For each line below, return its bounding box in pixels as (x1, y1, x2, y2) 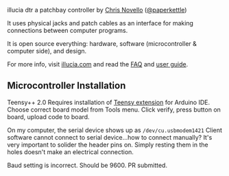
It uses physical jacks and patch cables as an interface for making (7, 19, 194, 27)
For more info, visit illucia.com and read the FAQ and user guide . (7, 60, 189, 68)
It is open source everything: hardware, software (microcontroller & (7, 40, 197, 47)
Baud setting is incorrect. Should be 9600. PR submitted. (7, 161, 168, 169)
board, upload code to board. (7, 112, 91, 121)
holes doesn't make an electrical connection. (7, 147, 134, 156)
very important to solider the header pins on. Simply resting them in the (7, 140, 208, 149)
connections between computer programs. (7, 27, 128, 34)
